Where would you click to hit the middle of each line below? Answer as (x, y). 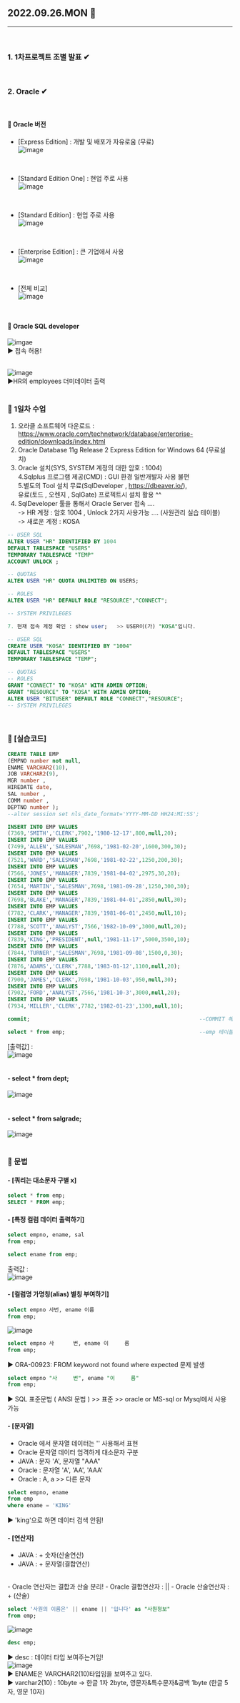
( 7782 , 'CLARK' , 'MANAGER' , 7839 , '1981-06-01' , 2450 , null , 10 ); (97, 913)
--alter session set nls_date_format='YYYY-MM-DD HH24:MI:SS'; (104, 814)
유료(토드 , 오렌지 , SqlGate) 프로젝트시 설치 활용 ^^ (90, 495)
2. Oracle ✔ (27, 91)
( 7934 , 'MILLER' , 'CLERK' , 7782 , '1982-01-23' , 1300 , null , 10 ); (95, 1006)
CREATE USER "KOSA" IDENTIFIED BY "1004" (70, 646)
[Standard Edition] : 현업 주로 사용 (66, 214)
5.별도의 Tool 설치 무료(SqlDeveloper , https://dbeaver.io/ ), (102, 486)
